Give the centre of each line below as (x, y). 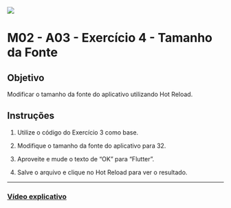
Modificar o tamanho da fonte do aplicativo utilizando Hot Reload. (100, 94)
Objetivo (26, 78)
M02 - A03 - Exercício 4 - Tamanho (110, 38)
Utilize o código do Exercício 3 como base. (78, 132)
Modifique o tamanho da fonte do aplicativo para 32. (91, 146)
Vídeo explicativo (37, 196)
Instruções (31, 116)
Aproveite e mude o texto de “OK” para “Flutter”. (86, 159)
